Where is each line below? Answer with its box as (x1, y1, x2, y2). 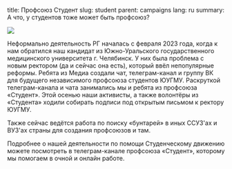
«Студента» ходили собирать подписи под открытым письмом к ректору (7, 98, 224, 106)
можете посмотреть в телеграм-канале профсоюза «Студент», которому (7, 147, 225, 155)
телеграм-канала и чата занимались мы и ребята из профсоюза (7, 83, 197, 92)
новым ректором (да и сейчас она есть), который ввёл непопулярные (7, 61, 214, 70)
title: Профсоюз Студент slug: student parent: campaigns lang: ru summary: (7, 6, 224, 14)
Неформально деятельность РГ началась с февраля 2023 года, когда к (7, 39, 218, 48)
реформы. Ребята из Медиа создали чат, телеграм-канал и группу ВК (7, 69, 214, 77)
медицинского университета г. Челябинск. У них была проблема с (7, 54, 204, 62)
